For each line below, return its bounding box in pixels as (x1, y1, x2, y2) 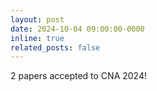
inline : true (10, 33, 65, 43)
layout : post (10, 14, 65, 25)
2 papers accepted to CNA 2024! (10, 70, 147, 82)
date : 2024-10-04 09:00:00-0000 (10, 24, 145, 34)
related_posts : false (10, 42, 101, 53)
